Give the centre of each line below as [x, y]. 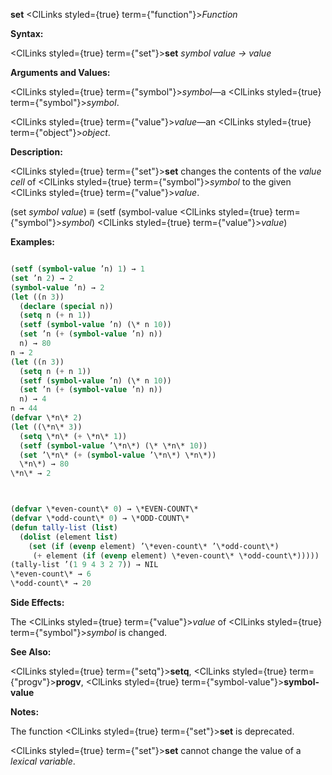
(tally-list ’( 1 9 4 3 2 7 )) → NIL [84, 565]
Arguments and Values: [60, 72]
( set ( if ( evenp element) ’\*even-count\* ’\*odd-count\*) [154, 546]
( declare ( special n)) [66, 306]
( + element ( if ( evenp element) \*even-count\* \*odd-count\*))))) [176, 555]
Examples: [32, 242]
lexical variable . [43, 761]
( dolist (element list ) [68, 537]
